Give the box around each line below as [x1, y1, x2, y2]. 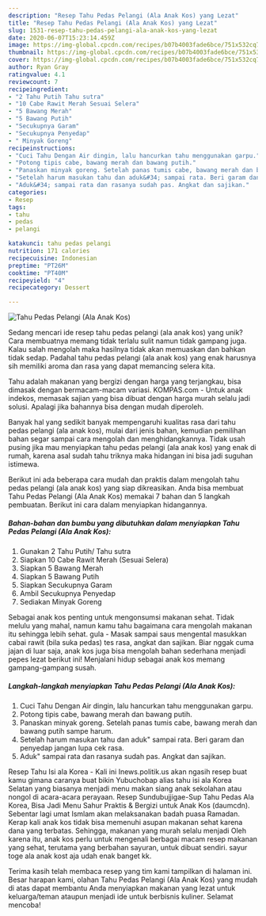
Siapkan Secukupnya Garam [19, 580, 112, 590]
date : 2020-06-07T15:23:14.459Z [8, 33, 115, 42]
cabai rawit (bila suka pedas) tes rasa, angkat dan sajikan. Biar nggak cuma [8, 638, 254, 647]
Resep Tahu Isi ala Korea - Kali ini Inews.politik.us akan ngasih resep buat [8, 767, 248, 777]
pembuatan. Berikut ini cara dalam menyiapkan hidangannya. [8, 500, 207, 510]
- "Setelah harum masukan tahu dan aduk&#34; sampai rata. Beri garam [8, 174, 246, 182]
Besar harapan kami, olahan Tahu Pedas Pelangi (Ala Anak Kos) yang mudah [8, 875, 258, 884]
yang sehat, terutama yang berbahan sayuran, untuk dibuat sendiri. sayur [8, 843, 248, 853]
